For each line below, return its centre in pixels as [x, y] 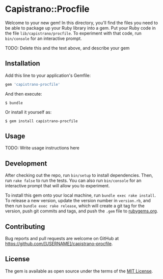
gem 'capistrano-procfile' [33, 84]
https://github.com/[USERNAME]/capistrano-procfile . [59, 244]
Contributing [25, 227]
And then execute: [24, 94]
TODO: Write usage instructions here [42, 148]
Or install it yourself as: [28, 112]
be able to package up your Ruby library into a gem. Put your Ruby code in [81, 28]
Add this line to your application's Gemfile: [48, 75]
